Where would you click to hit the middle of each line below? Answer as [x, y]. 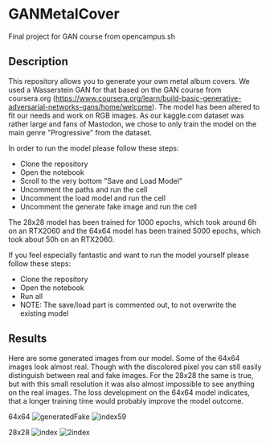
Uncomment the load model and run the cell [93, 197]
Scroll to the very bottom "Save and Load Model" [101, 181]
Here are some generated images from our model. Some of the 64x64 [124, 358]
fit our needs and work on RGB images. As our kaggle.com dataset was [127, 115]
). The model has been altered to [206, 106]
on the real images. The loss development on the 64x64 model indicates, [129, 392]
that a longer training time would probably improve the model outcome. [126, 400]
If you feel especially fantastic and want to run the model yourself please [129, 255]
